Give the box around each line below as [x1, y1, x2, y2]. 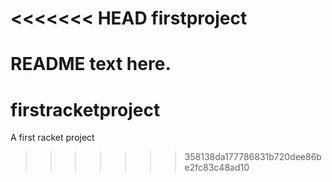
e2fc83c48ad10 [184, 162, 250, 174]
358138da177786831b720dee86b [184, 151, 322, 163]
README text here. [10, 53, 172, 76]
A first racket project [10, 132, 95, 144]
